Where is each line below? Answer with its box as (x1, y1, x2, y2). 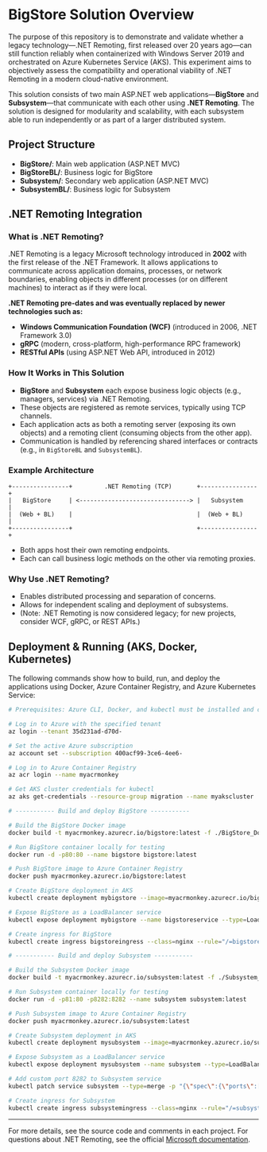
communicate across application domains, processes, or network (8, 266, 222, 276)
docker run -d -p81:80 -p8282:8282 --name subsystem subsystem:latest (8, 995, 247, 1003)
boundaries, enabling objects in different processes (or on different (8, 274, 228, 284)
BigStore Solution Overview (8, 6, 195, 24)
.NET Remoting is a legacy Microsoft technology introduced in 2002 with (8, 249, 247, 259)
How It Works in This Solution (8, 367, 125, 378)
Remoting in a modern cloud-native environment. (8, 74, 169, 83)
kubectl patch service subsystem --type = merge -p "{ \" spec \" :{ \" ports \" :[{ (8, 1082, 265, 1090)
